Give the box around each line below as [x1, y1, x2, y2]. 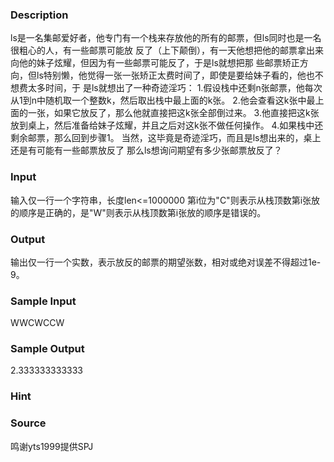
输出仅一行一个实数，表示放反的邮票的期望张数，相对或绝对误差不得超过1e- [10, 256, 322, 268]
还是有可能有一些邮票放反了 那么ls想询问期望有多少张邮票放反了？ [10, 144, 283, 157]
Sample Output [10, 342, 85, 356]
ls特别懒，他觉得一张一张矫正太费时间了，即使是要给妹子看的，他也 [36, 69, 315, 82]
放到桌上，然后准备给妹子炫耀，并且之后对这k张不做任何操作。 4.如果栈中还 [10, 119, 324, 132]
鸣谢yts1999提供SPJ [10, 440, 94, 452]
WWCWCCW [10, 317, 65, 329]
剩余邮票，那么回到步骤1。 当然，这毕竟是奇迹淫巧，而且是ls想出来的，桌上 [10, 132, 322, 144]
